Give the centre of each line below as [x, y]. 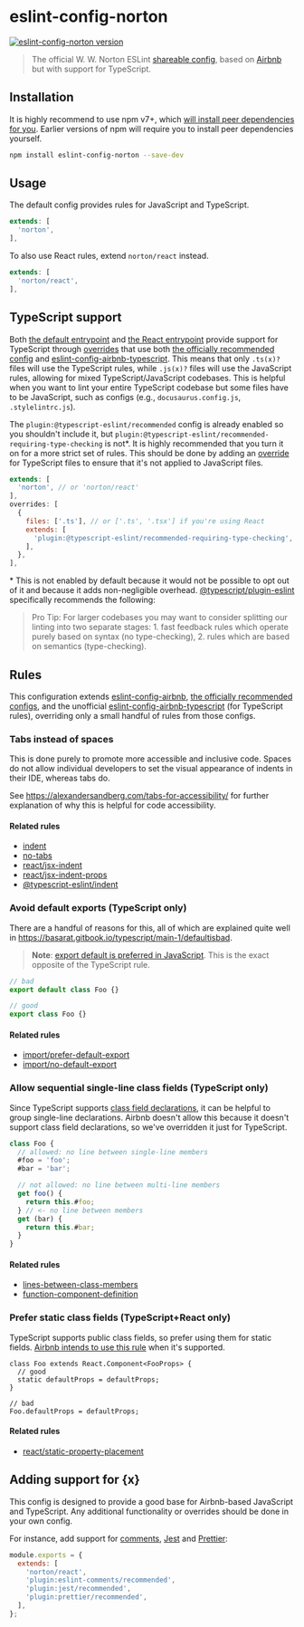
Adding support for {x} [75, 1480]
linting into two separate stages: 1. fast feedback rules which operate [160, 627]
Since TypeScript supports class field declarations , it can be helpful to [140, 1107]
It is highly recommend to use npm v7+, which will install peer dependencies [152, 119]
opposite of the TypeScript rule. [91, 964]
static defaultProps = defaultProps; [89, 1379]
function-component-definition [80, 1294]
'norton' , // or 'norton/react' [79, 488]
